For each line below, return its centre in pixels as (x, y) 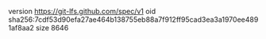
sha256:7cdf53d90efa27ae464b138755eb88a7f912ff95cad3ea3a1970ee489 (133, 19)
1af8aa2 (21, 28)
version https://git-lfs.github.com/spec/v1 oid (82, 11)
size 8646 (52, 28)
